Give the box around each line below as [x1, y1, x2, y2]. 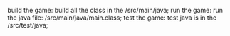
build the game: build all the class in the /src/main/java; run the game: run [7, 6, 223, 14]
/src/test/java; [7, 21, 48, 29]
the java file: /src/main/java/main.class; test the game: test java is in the [7, 13, 217, 22]
